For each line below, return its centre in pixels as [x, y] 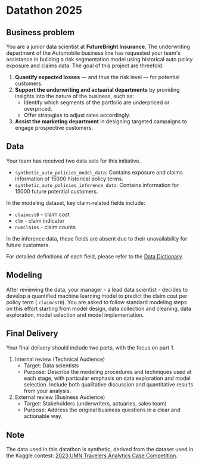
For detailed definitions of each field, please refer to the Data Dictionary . [95, 256]
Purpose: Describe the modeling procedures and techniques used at [108, 372]
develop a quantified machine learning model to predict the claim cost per [97, 296]
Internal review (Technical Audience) [60, 359]
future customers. [28, 245]
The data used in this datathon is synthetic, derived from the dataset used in [100, 450]
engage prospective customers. [54, 128]
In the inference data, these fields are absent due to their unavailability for [97, 238]
